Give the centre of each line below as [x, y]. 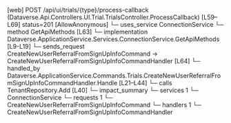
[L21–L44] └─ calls [145, 83]
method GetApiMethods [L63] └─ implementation [78, 32]
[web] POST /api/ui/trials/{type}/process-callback [78, 10]
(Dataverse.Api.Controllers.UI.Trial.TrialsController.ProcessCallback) [103, 17]
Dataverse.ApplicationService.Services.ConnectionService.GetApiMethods [113, 39]
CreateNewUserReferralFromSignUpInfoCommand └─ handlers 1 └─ [104, 105]
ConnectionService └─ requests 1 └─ [60, 98]
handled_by [24, 68]
